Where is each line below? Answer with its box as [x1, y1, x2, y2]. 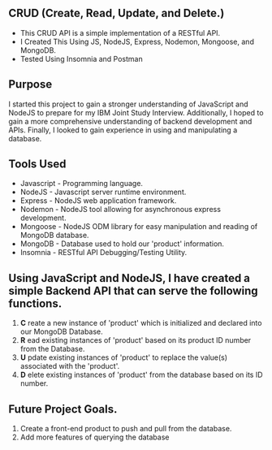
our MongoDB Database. [19, 327, 103, 336]
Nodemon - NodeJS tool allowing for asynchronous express [19, 205, 222, 214]
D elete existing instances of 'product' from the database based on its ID [19, 370, 263, 380]
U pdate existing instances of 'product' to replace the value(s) [19, 353, 228, 362]
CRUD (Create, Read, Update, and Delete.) [8, 6, 225, 20]
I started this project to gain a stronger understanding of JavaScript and [8, 99, 248, 109]
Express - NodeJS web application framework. [19, 196, 177, 206]
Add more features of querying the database [19, 432, 170, 442]
